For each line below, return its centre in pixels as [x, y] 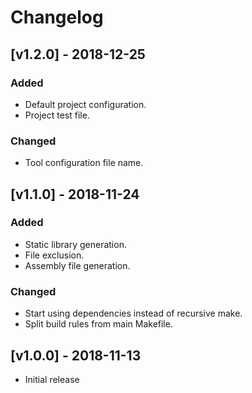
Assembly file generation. [77, 265]
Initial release [52, 379]
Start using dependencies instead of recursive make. [133, 313]
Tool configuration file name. [84, 163]
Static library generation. [75, 244]
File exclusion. [54, 255]
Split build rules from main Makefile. [98, 324]
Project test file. [57, 115]
